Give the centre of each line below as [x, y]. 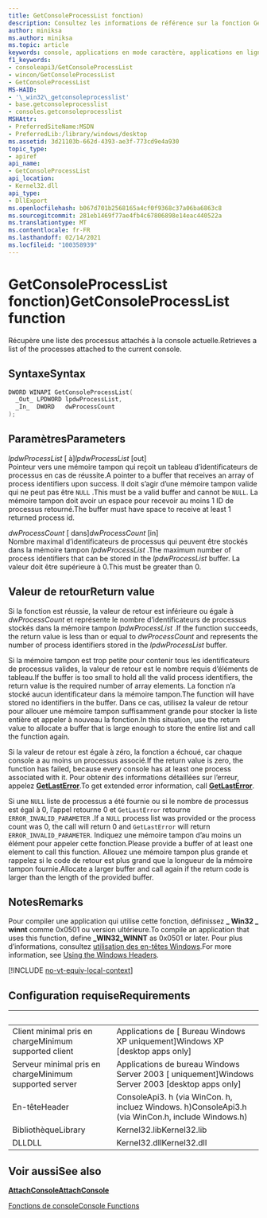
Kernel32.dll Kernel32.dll [162, 1143]
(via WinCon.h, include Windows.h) [182, 1117]
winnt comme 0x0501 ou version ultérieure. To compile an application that [129, 930]
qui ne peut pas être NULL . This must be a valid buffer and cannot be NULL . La [133, 492]
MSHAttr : [23, 119]
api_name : [25, 164]
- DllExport [28, 201]
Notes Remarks [46, 902]
